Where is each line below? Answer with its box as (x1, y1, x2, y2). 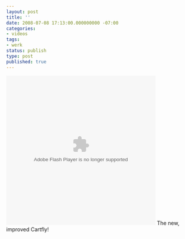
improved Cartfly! (6, 225, 50, 233)
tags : (6, 36, 20, 42)
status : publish (6, 48, 47, 54)
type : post (6, 53, 33, 59)
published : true (6, 59, 47, 65)
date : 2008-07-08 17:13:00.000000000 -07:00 (6, 20, 119, 26)
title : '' (6, 14, 31, 20)
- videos (6, 31, 28, 37)
